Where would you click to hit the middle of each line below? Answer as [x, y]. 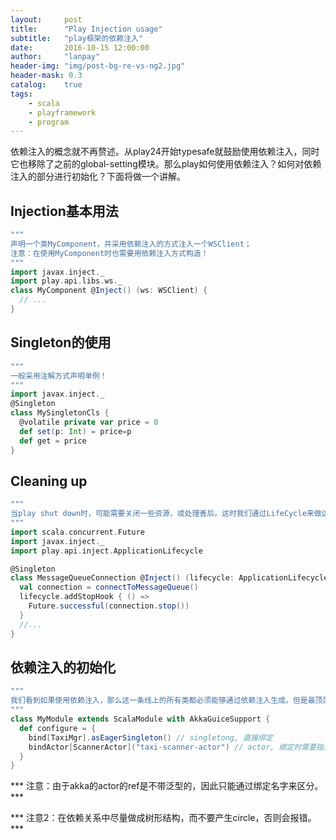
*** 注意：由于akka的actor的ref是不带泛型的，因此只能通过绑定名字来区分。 [167, 786]
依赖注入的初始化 [63, 667]
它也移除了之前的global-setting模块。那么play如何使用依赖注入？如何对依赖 [166, 164]
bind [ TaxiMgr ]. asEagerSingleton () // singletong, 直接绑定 [150, 737]
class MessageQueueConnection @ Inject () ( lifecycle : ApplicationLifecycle [169, 578]
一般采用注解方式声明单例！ [59, 376]
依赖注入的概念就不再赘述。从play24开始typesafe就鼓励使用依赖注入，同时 [165, 152]
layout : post [46, 19]
